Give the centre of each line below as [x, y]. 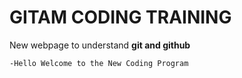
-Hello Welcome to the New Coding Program [99, 63]
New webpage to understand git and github [100, 45]
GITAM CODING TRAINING [120, 17]
